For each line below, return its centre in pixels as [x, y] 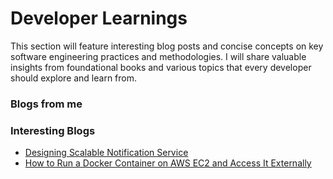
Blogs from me [46, 104]
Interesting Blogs [53, 130]
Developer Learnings [99, 18]
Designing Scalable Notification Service [106, 153]
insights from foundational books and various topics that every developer [161, 67]
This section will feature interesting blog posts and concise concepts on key [167, 46]
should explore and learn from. [74, 78]
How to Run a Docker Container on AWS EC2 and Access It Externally [168, 163]
